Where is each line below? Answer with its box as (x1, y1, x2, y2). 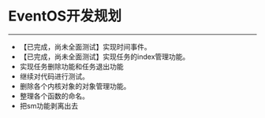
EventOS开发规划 (8, 7, 122, 25)
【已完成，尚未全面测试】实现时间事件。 (19, 42, 151, 51)
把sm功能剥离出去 (19, 101, 79, 110)
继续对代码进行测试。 (19, 72, 89, 81)
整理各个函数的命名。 (19, 91, 89, 101)
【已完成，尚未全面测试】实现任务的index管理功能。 (19, 52, 190, 61)
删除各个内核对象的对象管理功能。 (19, 81, 131, 90)
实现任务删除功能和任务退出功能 (19, 61, 124, 71)
